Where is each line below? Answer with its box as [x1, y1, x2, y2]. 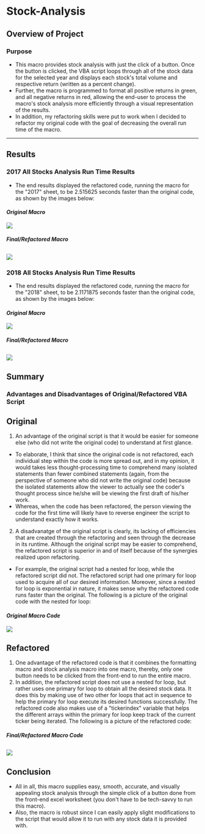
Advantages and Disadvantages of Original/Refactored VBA [6, 389, 187, 398]
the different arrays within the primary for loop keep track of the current [15, 711, 196, 718]
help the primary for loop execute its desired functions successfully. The [15, 698, 198, 706]
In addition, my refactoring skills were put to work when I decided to [15, 113, 187, 120]
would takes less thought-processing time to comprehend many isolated [15, 463, 197, 471]
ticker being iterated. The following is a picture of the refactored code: [15, 717, 192, 725]
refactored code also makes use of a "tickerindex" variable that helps [15, 704, 190, 712]
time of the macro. [15, 125, 62, 133]
